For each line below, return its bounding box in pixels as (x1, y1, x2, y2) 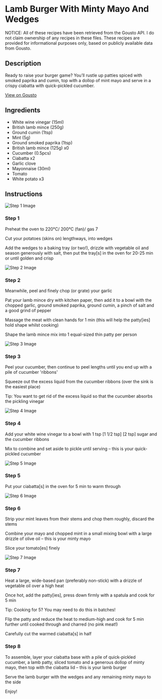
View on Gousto (5, 92, 37, 98)
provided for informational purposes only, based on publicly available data (5, 40, 153, 46)
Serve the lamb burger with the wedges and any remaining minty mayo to (5, 674, 151, 680)
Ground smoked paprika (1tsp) (12, 140, 73, 145)
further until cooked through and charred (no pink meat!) (5, 621, 118, 628)
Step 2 (5, 277, 21, 283)
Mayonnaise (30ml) (12, 165, 51, 171)
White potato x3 (12, 176, 44, 182)
